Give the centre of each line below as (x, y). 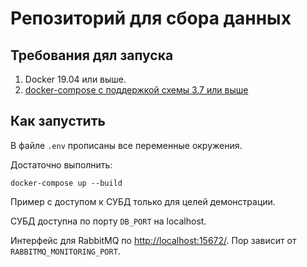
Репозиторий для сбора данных (151, 18)
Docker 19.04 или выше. (75, 79)
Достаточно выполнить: (61, 164)
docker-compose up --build (66, 183)
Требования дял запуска (92, 55)
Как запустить (58, 121)
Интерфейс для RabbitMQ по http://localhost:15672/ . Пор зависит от (153, 240)
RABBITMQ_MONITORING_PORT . (65, 251)
